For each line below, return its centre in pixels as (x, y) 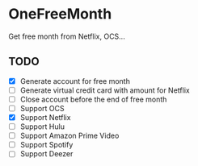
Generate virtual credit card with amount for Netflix (105, 90)
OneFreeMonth (60, 14)
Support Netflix (45, 117)
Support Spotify (46, 145)
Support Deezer (46, 154)
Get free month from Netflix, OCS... (67, 36)
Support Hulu (42, 127)
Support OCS (42, 108)
